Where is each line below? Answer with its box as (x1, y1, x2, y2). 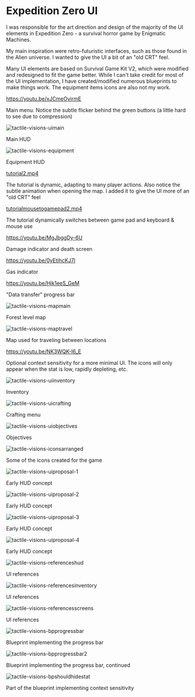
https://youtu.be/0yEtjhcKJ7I (6, 257, 76, 264)
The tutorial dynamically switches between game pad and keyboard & (6, 216, 175, 223)
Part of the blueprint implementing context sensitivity (6, 684, 135, 691)
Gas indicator (6, 268, 39, 275)
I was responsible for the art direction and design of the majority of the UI (6, 24, 183, 31)
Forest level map (6, 313, 46, 321)
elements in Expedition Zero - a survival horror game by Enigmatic (6, 29, 166, 36)
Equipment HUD (6, 158, 45, 165)
